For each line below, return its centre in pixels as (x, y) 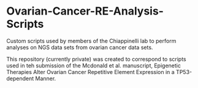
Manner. (46, 78)
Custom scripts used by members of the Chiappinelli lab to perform (91, 41)
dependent (20, 78)
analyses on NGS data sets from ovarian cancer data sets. (80, 47)
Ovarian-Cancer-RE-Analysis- (85, 11)
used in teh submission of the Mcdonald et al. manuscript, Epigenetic (93, 66)
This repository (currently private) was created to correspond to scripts (96, 59)
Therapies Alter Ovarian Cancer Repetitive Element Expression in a (90, 72)
